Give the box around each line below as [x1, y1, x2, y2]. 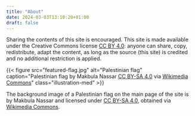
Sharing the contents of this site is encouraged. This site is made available [6, 36, 189, 43]
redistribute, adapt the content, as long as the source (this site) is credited [6, 49, 188, 56]
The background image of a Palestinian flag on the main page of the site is [6, 90, 189, 98]
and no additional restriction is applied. [6, 55, 102, 62]
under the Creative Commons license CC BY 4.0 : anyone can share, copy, [6, 42, 188, 49]
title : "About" [6, 8, 44, 15]
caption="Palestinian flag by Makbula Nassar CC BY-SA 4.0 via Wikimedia [6, 73, 188, 80]
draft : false [6, 20, 39, 26]
